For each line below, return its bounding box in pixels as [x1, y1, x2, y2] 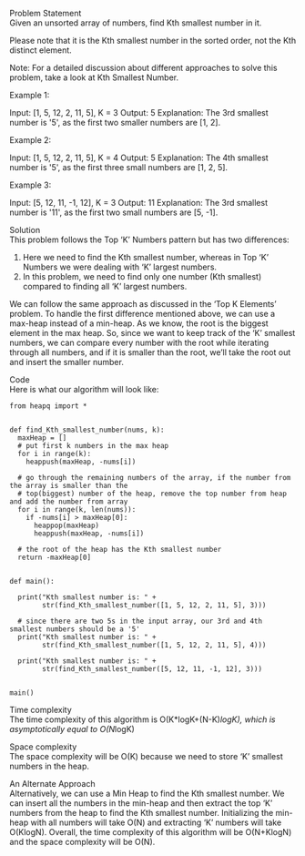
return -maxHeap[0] [17, 553, 92, 562]
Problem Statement [9, 8, 82, 18]
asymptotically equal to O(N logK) [9, 724, 135, 734]
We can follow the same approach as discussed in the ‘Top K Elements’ [9, 299, 277, 309]
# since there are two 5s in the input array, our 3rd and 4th [17, 617, 262, 626]
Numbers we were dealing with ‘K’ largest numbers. [22, 261, 217, 272]
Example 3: [9, 179, 52, 190]
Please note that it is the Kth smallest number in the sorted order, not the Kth [9, 36, 297, 46]
